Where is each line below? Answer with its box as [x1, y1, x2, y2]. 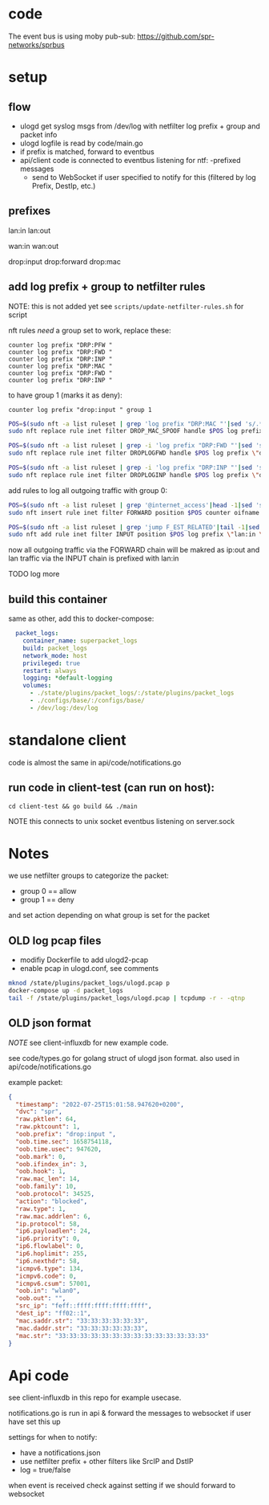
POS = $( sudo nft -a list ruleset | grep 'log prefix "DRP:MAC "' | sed [8, 419, 242, 428]
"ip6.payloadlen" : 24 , [15, 1227, 91, 1235]
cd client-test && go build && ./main [8, 802, 138, 810]
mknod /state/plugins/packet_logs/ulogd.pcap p [8, 979, 171, 988]
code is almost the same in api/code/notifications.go [8, 757, 182, 767]
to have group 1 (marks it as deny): [8, 390, 122, 400]
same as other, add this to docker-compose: [8, 614, 155, 623]
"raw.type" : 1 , [15, 1205, 66, 1213]
